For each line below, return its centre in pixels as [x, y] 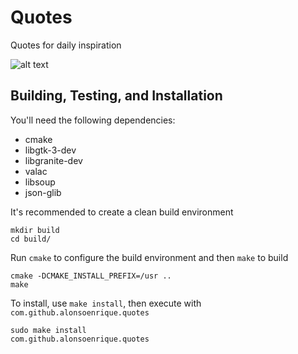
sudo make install [48, 330]
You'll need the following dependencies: [93, 120]
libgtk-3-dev [50, 150]
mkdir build [35, 230]
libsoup [40, 182]
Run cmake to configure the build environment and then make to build [149, 257]
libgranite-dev [53, 160]
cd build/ [31, 239]
